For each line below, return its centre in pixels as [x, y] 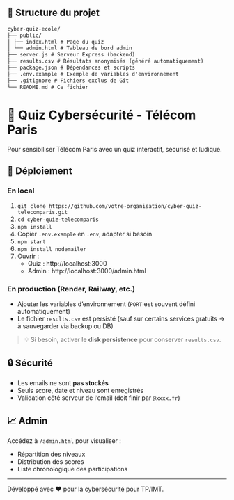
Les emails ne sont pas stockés [63, 383]
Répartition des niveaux [51, 454]
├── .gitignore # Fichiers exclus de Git [68, 81]
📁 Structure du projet [53, 13]
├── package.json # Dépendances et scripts [71, 68]
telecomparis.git [42, 213]
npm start [32, 242]
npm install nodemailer [52, 250]
